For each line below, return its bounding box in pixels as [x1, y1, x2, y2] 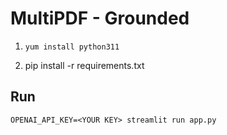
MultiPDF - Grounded [10, 7, 190, 30]
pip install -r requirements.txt [24, 59, 145, 71]
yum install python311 [24, 42, 120, 52]
